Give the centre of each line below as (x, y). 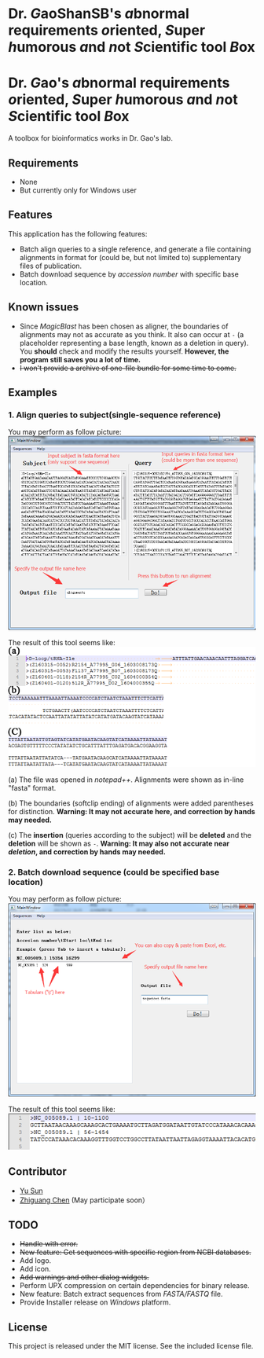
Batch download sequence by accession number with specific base (129, 274)
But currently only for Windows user (78, 190)
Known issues (44, 307)
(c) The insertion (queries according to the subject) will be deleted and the (130, 835)
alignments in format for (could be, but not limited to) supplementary (130, 257)
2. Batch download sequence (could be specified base (114, 872)
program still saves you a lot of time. (80, 359)
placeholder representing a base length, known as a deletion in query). (134, 343)
